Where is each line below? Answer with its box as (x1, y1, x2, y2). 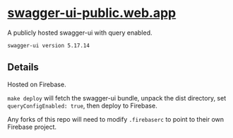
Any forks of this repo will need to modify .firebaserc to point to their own (7, 115, 225, 123)
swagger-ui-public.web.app (7, 5, 177, 21)
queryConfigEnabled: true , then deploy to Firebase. (7, 101, 157, 110)
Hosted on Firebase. (7, 80, 66, 88)
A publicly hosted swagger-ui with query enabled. (7, 28, 153, 37)
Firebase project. (7, 122, 57, 131)
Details (7, 62, 39, 74)
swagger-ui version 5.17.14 (7, 42, 90, 49)
